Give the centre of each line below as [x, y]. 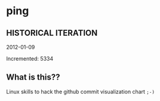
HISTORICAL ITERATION [52, 33]
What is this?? [33, 78]
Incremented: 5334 [30, 59]
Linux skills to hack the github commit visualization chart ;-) [81, 91]
